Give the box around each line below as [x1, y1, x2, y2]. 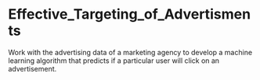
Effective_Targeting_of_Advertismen [8, 5, 251, 23]
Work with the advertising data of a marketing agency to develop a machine [8, 47, 253, 57]
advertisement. [8, 64, 57, 73]
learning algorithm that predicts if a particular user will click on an [8, 56, 220, 65]
